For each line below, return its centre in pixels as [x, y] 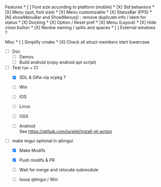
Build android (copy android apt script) [58, 62]
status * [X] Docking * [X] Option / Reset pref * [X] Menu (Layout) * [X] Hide [81, 22]
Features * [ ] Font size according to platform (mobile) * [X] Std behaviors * [80, 7]
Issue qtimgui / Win [38, 179]
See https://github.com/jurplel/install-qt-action [66, 131]
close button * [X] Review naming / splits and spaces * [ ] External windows [80, 28]
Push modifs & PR [37, 160]
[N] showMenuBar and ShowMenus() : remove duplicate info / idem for [76, 17]
